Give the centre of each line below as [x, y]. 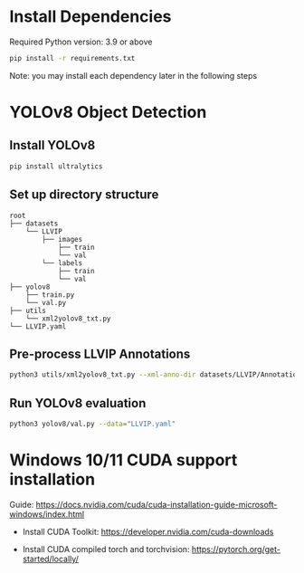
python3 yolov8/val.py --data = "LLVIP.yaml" [93, 424]
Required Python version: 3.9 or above [81, 42]
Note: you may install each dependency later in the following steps [133, 75]
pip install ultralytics [56, 166]
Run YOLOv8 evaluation [78, 403]
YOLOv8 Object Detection [108, 112]
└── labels [62, 263]
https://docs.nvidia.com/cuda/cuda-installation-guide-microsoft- [157, 504]
